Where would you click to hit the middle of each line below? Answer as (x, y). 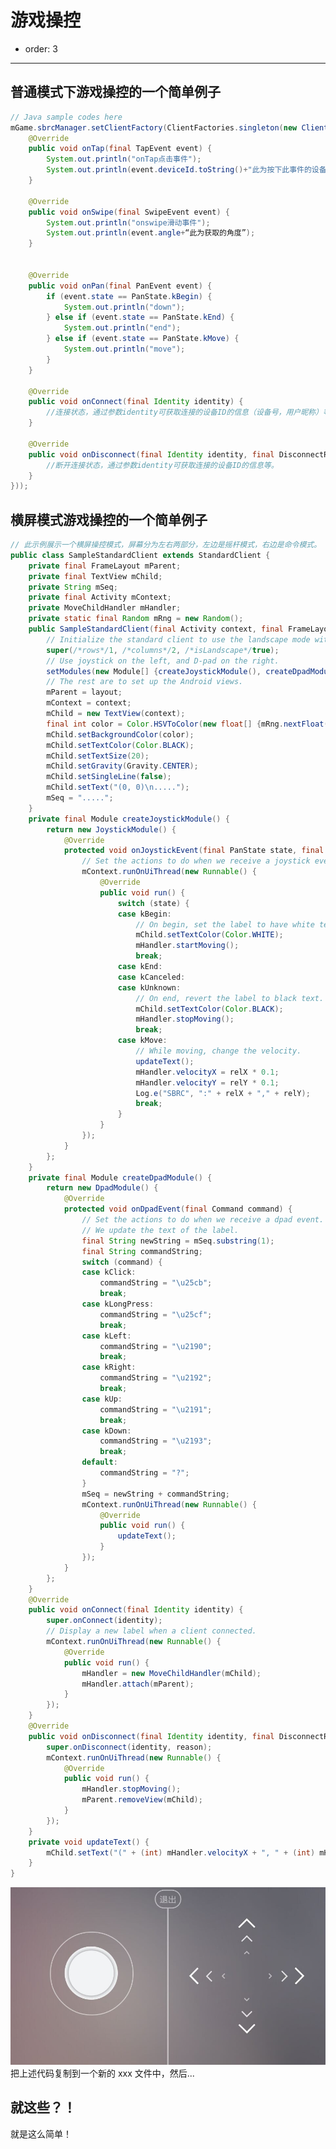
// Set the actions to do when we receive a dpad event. (203, 1220)
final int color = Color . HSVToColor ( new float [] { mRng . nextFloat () (189, 724)
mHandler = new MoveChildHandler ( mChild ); (171, 1673)
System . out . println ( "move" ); (124, 349)
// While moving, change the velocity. (218, 1051)
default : (99, 1462)
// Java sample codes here (66, 117)
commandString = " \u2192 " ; (156, 1378)
